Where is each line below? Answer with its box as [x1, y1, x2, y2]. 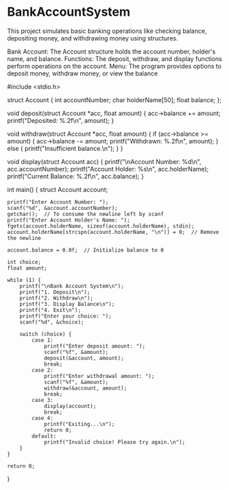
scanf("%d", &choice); [19, 318, 84, 326]
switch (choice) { [19, 331, 72, 337]
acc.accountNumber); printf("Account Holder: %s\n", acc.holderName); [7, 165, 209, 173]
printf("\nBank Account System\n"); [19, 283, 125, 289]
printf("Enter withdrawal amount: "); [43, 372, 155, 379]
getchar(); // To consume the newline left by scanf [7, 211, 165, 217]
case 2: [32, 366, 53, 374]
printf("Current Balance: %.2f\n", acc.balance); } [7, 172, 144, 180]
